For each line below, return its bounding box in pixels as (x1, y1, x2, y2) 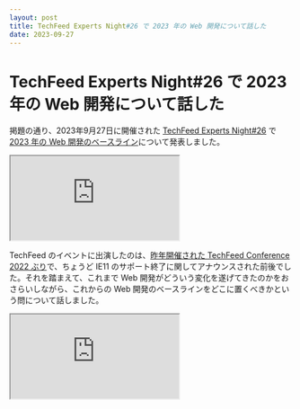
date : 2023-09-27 (9, 30, 75, 39)
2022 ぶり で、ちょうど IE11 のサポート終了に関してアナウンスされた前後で (9, 262, 285, 272)
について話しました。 (24, 295, 104, 306)
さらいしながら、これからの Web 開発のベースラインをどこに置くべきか (9, 284, 274, 295)
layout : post (9, 13, 58, 22)
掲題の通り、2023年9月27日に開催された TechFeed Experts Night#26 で (9, 125, 277, 136)
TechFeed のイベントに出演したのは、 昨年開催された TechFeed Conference (9, 250, 290, 261)
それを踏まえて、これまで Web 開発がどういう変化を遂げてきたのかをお (24, 272, 289, 283)
